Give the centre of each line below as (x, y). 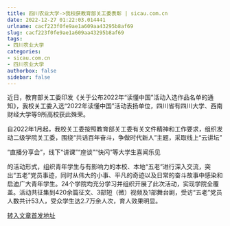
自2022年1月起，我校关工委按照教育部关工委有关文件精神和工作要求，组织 (112, 129)
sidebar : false (29, 77)
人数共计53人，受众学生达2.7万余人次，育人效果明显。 (84, 201)
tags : (15, 39)
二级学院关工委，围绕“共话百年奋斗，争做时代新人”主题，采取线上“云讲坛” (117, 138)
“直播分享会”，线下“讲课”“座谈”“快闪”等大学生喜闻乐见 (84, 152)
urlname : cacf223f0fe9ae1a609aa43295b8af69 (70, 26)
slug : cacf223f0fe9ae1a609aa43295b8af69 (66, 33)
